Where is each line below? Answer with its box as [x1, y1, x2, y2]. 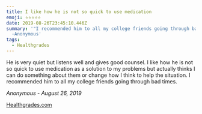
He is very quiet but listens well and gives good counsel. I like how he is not [6, 58, 194, 66]
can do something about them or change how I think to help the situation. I [6, 71, 191, 79]
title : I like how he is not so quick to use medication [6, 8, 152, 15]
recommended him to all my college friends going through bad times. [6, 77, 177, 85]
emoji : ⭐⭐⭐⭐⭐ [6, 14, 41, 20]
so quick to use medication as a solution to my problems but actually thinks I [6, 65, 195, 72]
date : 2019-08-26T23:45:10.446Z [6, 20, 87, 26]
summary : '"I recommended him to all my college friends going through [6, 25, 189, 32]
